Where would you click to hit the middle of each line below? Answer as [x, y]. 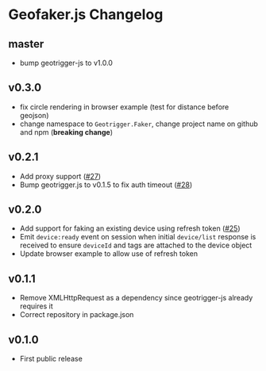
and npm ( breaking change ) [66, 132]
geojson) [34, 115]
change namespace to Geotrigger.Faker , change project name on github [139, 124]
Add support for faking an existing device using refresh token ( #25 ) [130, 228]
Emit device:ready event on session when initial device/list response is [138, 237]
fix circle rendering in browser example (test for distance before [124, 107]
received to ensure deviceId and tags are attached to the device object [136, 245]
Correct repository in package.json [77, 315]
